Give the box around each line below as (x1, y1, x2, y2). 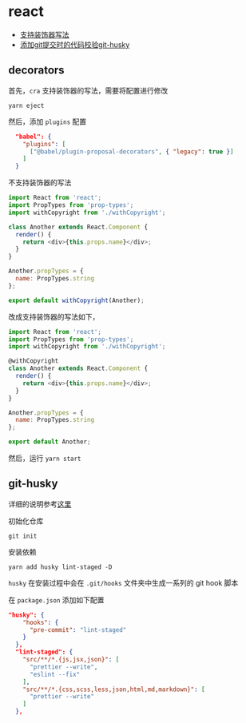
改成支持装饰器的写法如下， (8, 312, 100, 321)
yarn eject (8, 101, 45, 109)
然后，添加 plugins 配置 (8, 117, 86, 126)
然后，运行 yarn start (8, 454, 81, 463)
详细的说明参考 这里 (8, 499, 72, 509)
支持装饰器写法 (19, 30, 69, 39)
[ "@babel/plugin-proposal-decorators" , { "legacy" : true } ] (29, 147, 234, 156)
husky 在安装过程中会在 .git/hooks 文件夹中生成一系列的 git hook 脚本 (8, 578, 239, 587)
